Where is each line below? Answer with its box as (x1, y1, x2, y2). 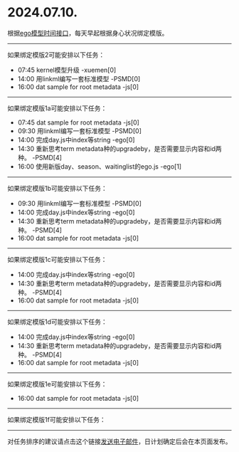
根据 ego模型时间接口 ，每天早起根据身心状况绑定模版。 (7, 28, 169, 37)
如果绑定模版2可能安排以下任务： (7, 51, 105, 59)
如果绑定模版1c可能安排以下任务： (7, 255, 107, 263)
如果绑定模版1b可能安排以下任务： (7, 184, 108, 192)
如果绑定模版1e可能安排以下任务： (7, 379, 107, 388)
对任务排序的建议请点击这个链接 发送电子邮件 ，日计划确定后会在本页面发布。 (7, 437, 232, 446)
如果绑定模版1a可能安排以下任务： (7, 104, 107, 112)
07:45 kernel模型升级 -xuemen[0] (17, 65, 117, 74)
